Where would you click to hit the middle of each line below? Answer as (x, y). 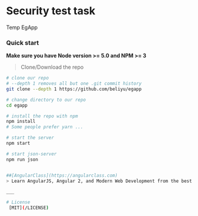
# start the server (30, 138)
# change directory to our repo (46, 100)
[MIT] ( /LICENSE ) (29, 208)
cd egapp (17, 105)
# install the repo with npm (42, 116)
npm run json (22, 159)
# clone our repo (28, 78)
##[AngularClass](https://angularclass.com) (62, 175)
